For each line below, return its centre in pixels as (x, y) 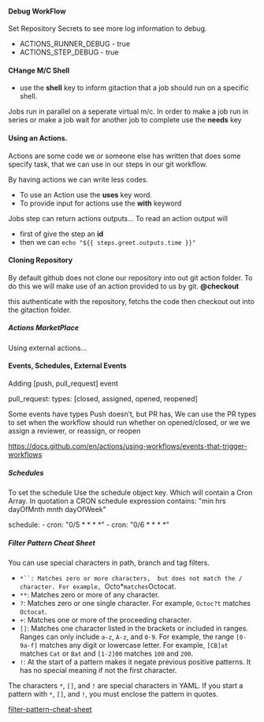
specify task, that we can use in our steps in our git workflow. (108, 164)
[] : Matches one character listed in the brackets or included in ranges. (134, 628)
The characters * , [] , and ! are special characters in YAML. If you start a (126, 685)
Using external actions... (48, 348)
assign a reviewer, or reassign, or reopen (74, 431)
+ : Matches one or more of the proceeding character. (105, 619)
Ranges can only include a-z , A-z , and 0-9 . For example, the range (127, 637)
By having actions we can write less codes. (78, 179)
